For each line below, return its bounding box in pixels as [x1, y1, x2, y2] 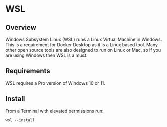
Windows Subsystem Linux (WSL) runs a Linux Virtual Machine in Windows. [5, 36, 162, 42]
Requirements [5, 67, 50, 75]
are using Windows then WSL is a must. [5, 52, 88, 58]
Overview [5, 23, 37, 32]
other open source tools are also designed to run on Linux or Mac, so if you [5, 47, 161, 53]
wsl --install [5, 117, 35, 123]
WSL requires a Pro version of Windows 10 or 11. [5, 80, 106, 86]
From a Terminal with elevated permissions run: [5, 108, 104, 114]
